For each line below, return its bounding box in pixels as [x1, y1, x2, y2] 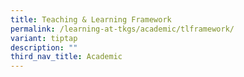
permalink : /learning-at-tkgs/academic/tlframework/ [10, 24, 235, 34]
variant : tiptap [10, 33, 78, 43]
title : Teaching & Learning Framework [10, 14, 172, 25]
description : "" [10, 42, 78, 53]
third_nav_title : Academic [10, 52, 123, 62]
